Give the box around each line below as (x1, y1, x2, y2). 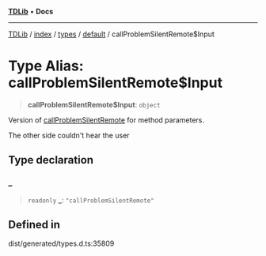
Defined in (8, 218, 61, 232)
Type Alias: (8, 57, 85, 75)
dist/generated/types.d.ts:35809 (8, 239, 115, 248)
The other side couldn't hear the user (8, 130, 130, 140)
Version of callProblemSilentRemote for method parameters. (8, 115, 204, 125)
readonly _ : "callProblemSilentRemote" (27, 195, 154, 205)
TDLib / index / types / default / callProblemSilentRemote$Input (8, 29, 215, 39)
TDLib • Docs (8, 7, 54, 16)
